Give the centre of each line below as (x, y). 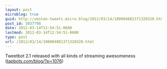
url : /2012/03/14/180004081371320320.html (50, 42)
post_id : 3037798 (23, 23)
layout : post (19, 10)
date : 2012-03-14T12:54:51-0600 (39, 28)
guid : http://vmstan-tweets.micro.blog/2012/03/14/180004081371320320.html (85, 19)
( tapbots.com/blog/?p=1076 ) (34, 61)
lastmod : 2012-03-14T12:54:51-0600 (42, 33)
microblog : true (22, 14)
